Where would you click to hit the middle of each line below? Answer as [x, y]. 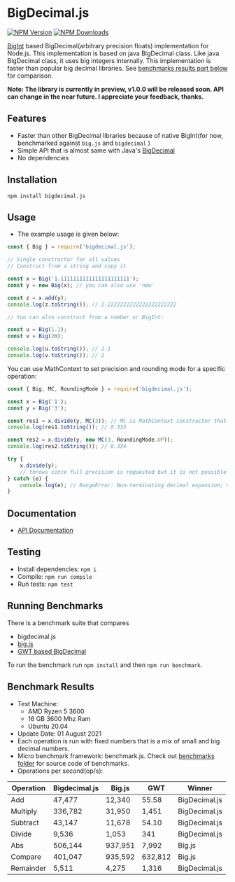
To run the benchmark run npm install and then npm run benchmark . [105, 665]
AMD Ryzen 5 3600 [56, 711]
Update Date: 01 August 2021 [59, 734]
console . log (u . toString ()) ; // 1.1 [59, 349]
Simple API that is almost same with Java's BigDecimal [96, 150]
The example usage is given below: [68, 234]
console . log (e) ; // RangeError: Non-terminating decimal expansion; [122, 485]
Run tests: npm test [45, 584]
